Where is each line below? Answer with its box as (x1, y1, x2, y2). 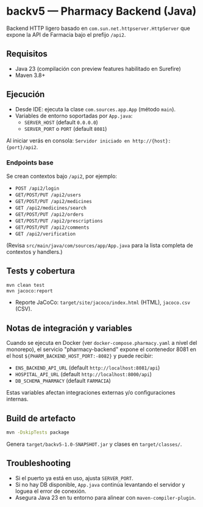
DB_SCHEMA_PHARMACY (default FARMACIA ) (15, 377, 111, 385)
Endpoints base (6, 158, 54, 167)
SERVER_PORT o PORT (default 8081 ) (24, 125, 107, 132)
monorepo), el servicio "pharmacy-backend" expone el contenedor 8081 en (6, 346, 197, 353)
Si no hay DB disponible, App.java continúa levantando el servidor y (15, 481, 185, 488)
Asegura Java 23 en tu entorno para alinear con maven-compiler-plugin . (15, 494, 196, 501)
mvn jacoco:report (6, 287, 53, 294)
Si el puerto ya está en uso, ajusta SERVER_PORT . (15, 474, 134, 481)
